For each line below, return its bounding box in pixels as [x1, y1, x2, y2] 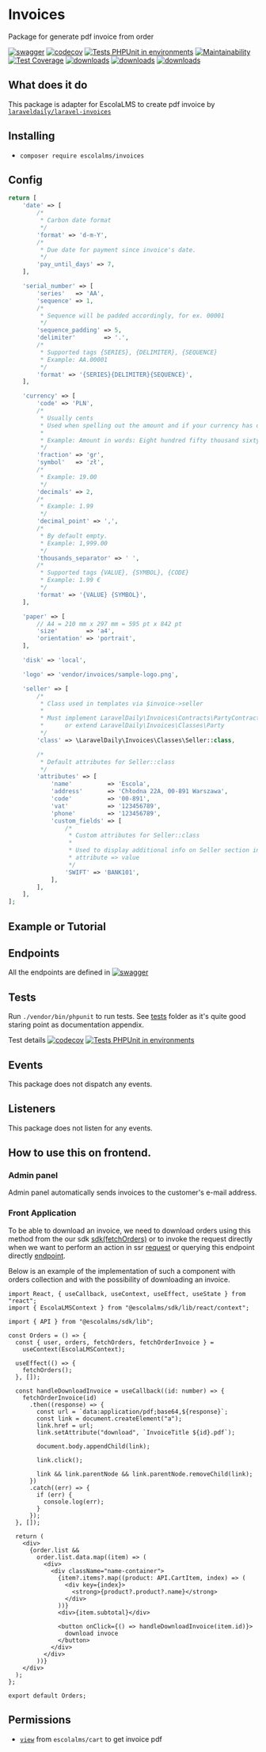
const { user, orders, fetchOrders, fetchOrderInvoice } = [15, 1338, 215, 1347]
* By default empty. [40, 532, 108, 540]
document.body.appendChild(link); [36, 1442, 150, 1450]
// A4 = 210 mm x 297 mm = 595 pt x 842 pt [36, 620, 182, 628]
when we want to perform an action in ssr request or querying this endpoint [8, 1242, 255, 1252]
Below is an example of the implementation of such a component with [8, 1266, 236, 1275]
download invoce [64, 1629, 119, 1637]
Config [8, 173, 43, 187]
